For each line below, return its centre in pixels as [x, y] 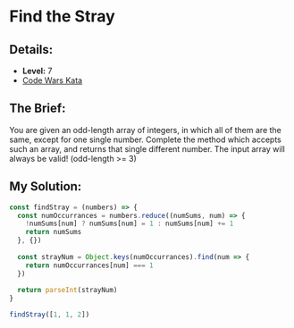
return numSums [54, 232]
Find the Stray [63, 17]
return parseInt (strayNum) [67, 290]
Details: [31, 50]
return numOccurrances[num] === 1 [89, 265]
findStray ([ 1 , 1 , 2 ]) [50, 315]
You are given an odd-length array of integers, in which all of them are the [145, 130]
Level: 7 [37, 71]
